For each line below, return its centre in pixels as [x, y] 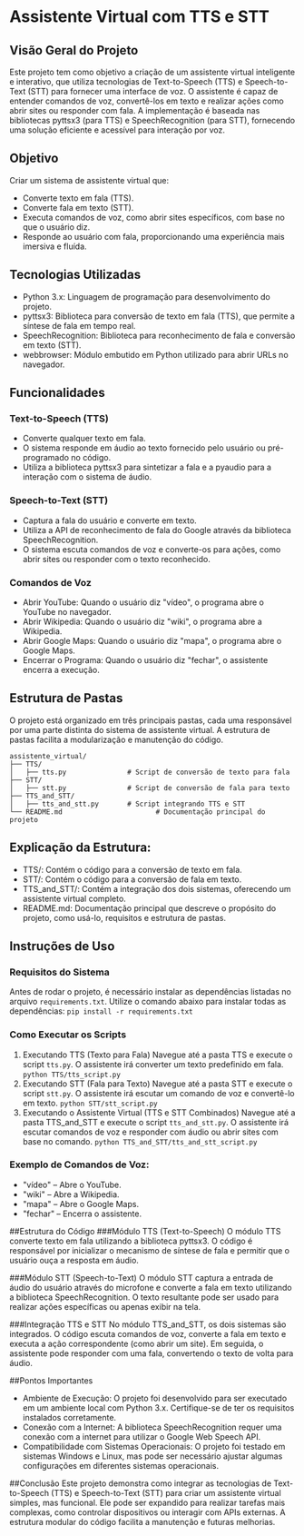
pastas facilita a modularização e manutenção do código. [117, 739]
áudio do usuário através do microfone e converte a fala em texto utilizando [151, 1287]
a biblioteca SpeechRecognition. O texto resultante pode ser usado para [144, 1297]
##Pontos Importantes [51, 1380]
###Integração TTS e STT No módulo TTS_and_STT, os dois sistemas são [148, 1324]
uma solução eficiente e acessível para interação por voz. [117, 130]
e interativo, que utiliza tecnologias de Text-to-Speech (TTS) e [126, 82]
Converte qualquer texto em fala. [84, 439]
